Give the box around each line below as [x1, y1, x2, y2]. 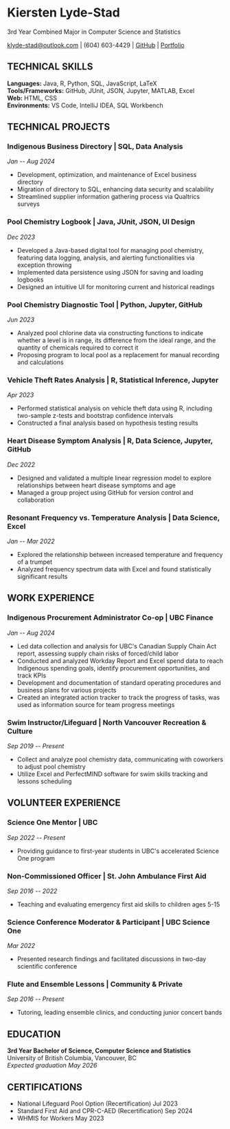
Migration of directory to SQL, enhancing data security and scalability [16, 185, 214, 193]
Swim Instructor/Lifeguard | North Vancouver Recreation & [7, 717, 207, 727]
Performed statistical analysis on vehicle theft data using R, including [16, 404, 213, 412]
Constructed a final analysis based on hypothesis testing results [16, 419, 198, 428]
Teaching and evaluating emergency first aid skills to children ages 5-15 [16, 900, 220, 908]
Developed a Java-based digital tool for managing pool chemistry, [16, 246, 205, 254]
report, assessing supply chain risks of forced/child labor [16, 649, 179, 657]
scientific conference [16, 962, 78, 971]
